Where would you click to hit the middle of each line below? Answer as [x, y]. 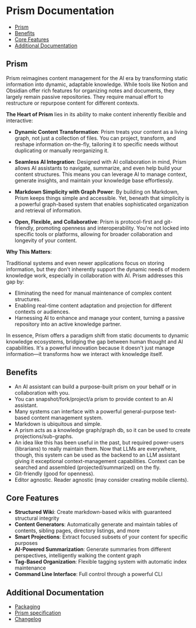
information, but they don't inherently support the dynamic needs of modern [98, 269]
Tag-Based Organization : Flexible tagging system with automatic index [101, 562]
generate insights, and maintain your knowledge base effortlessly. [94, 180]
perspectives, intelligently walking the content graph [78, 555]
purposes [26, 543]
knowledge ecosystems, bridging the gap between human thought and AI [94, 341]
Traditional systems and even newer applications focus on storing [85, 263]
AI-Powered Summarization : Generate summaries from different [93, 549]
